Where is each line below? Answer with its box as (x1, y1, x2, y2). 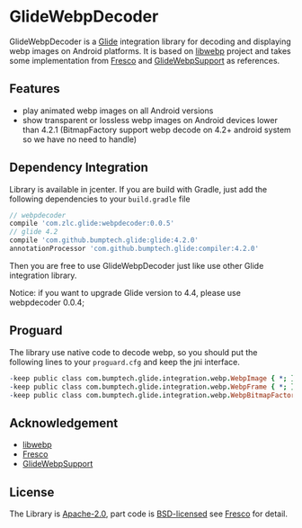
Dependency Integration (9, 160, 148, 175)
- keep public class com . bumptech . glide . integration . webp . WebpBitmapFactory (9, 390, 299, 399)
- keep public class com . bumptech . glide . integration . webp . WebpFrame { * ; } (9, 382, 296, 391)
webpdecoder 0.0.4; (9, 297, 85, 308)
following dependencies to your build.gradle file (9, 193, 191, 204)
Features (9, 81, 60, 96)
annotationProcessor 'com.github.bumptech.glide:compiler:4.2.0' (9, 245, 259, 254)
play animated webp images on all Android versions (22, 105, 214, 116)
